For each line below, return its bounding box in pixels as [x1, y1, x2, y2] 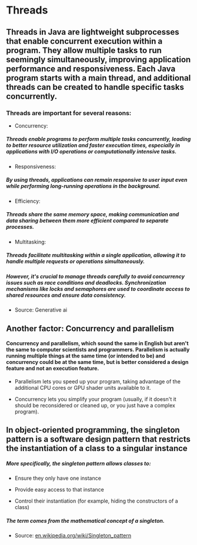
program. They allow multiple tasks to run [6, 45, 162, 55]
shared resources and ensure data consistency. [6, 292, 126, 299]
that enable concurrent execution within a [6, 36, 163, 46]
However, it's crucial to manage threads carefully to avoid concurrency [6, 273, 185, 280]
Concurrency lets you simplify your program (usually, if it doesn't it [14, 395, 176, 403]
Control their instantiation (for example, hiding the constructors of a [14, 497, 178, 504]
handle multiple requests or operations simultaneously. [6, 258, 145, 265]
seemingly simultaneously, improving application [6, 54, 191, 65]
